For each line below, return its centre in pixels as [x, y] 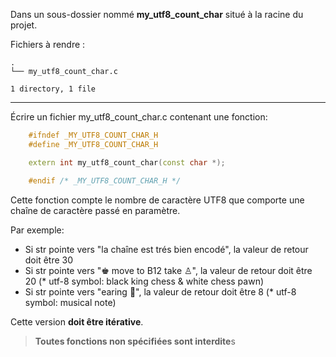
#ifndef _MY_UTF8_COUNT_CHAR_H [93, 135]
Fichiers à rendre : [48, 44]
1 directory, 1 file [53, 89]
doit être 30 [49, 260]
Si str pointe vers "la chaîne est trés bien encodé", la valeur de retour [166, 249]
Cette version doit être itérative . [77, 321]
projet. [24, 25]
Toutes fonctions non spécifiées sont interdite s [135, 341]
